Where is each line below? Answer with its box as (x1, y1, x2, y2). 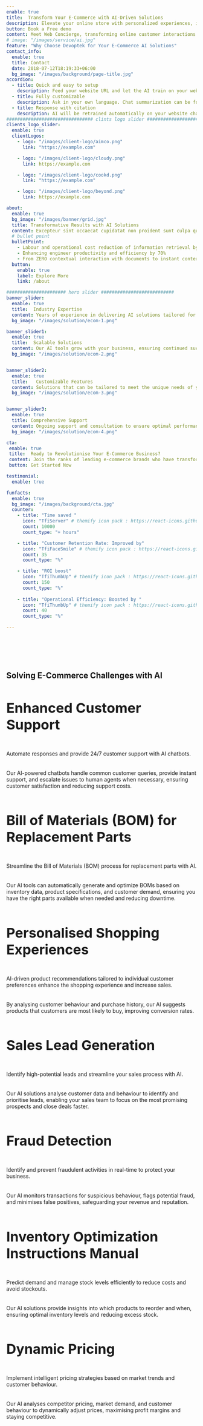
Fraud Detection (6, 1132, 112, 1150)
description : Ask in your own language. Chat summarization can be (17, 99, 190, 105)
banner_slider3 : (6, 406, 47, 413)
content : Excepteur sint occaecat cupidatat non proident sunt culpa (11, 228, 190, 234)
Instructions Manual (6, 1245, 139, 1262)
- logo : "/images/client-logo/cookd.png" (17, 172, 123, 178)
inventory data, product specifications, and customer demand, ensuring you (6, 888, 196, 896)
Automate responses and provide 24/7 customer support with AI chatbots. (6, 750, 192, 757)
